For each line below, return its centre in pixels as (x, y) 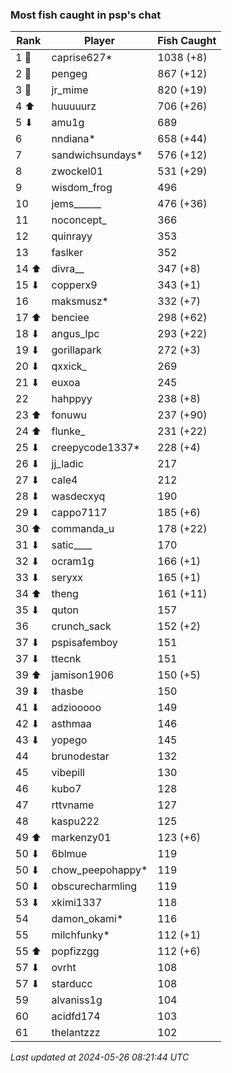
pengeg (69, 74)
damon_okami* (87, 919)
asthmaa (71, 724)
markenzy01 (81, 838)
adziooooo (76, 708)
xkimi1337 (77, 903)
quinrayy (72, 236)
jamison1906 (83, 675)
